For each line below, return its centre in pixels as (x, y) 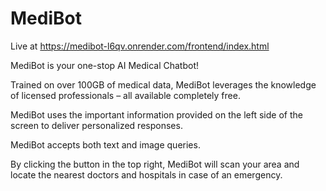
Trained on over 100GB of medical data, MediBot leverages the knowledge (163, 84)
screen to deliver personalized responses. (96, 125)
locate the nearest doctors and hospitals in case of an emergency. (146, 174)
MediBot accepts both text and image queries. (105, 144)
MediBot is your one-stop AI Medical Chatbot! (105, 65)
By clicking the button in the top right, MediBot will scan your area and (155, 164)
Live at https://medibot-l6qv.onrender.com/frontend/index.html (140, 46)
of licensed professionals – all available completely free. (125, 95)
